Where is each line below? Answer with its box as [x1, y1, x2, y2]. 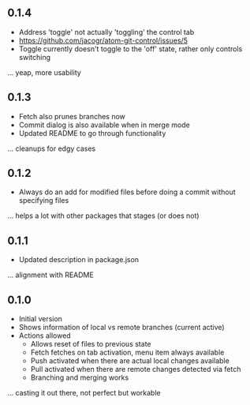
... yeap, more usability [7, 67, 82, 77]
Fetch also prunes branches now [18, 111, 125, 121]
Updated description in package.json [18, 255, 140, 264]
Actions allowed [18, 331, 72, 340]
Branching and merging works [30, 373, 129, 382]
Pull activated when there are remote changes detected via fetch [30, 365, 241, 374]
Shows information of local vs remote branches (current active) [18, 323, 226, 332]
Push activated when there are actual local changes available [30, 356, 229, 366]
